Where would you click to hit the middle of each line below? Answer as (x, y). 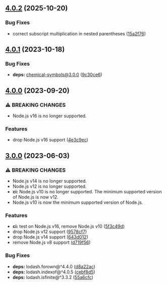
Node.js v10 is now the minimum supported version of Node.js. (78, 202)
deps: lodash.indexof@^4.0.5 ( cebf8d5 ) (54, 272)
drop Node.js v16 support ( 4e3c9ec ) (50, 140)
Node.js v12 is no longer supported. (49, 186)
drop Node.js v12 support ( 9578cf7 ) (50, 232)
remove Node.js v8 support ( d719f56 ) (51, 242)
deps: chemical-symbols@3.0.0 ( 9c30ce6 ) (57, 75)
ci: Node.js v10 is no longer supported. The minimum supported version (87, 192)
